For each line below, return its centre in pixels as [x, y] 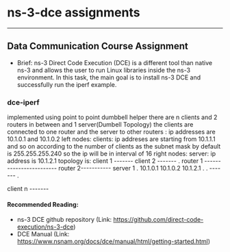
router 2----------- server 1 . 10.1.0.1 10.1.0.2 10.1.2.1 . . [133, 168]
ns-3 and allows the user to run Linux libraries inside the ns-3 [103, 70]
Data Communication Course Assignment [98, 46]
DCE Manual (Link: [43, 234]
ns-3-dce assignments [74, 13]
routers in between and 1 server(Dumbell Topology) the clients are [100, 125]
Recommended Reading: [43, 204]
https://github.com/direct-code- [158, 220]
